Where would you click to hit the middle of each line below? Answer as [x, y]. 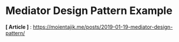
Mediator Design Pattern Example [89, 11]
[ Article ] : [18, 27]
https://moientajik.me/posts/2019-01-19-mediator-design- [103, 27]
